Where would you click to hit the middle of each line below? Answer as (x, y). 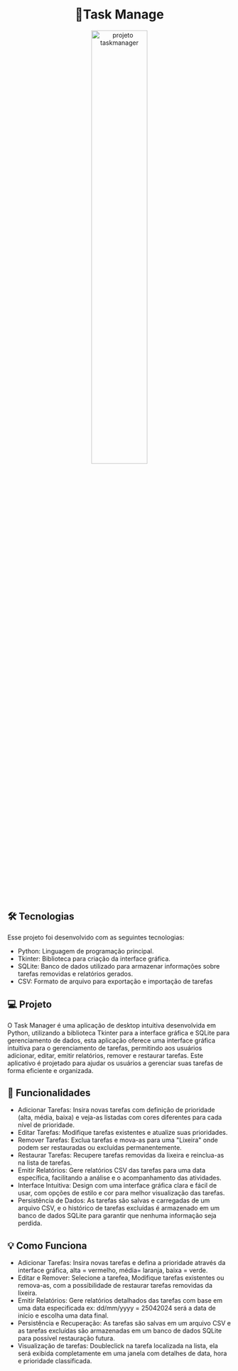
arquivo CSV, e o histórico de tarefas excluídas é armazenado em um (119, 1208)
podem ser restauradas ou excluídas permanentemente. (100, 1148)
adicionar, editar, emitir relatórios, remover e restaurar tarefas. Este (106, 1055)
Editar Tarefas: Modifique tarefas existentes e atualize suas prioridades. (123, 1133)
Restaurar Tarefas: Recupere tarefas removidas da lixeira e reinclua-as (121, 1156)
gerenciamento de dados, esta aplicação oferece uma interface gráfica (111, 1040)
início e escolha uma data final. (63, 1316)
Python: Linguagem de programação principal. (86, 951)
